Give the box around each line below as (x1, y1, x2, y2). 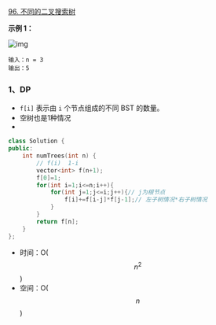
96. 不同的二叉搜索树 (8, 7, 76, 16)
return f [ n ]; (36, 217, 79, 226)
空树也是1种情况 (19, 113, 71, 123)
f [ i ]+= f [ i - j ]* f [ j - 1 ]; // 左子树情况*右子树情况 (64, 196, 208, 204)
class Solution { (8, 137, 65, 146)
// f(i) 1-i (36, 159, 79, 167)
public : (8, 145, 34, 153)
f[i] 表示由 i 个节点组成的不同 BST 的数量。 (19, 103, 164, 113)
